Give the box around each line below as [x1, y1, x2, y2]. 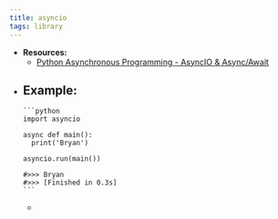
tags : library [9, 22, 64, 31]
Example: [22, 83, 77, 98]
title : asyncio [9, 13, 67, 23]
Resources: [22, 46, 67, 57]
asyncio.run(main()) [22, 154, 101, 164]
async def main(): [22, 131, 93, 140]
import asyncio [22, 114, 81, 124]
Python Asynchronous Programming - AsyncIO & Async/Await [36, 56, 269, 67]
